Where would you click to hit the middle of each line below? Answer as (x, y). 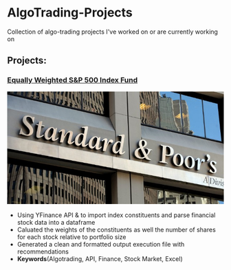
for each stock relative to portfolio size (71, 237)
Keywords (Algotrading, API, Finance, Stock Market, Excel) (100, 259)
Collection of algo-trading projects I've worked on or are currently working (113, 32)
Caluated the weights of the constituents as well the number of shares (117, 230)
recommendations (43, 251)
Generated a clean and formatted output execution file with (101, 245)
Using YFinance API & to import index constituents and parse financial (116, 215)
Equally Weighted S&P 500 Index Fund (73, 80)
